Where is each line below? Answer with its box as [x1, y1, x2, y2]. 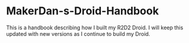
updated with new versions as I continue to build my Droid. [6, 30, 150, 37]
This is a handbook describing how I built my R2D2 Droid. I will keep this [6, 24, 184, 31]
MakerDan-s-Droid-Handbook [6, 4, 159, 18]
